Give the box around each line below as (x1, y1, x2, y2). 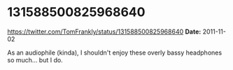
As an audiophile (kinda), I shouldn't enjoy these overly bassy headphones (7, 48, 223, 57)
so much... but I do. (7, 55, 63, 64)
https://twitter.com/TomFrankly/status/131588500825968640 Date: (7, 27, 202, 36)
